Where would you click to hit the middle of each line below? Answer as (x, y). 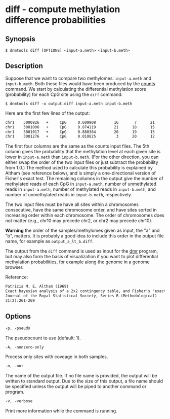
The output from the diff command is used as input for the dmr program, (82, 251)
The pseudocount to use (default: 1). (43, 338)
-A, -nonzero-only (25, 347)
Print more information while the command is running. (61, 411)
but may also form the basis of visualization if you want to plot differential (82, 257)
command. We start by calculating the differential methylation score (76, 89)
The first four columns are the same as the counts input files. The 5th (77, 146)
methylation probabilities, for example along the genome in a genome (78, 262)
